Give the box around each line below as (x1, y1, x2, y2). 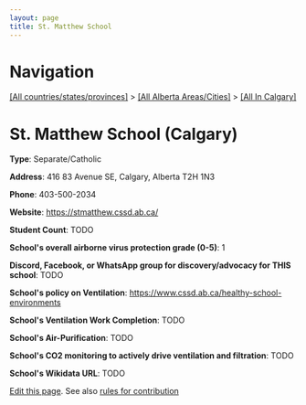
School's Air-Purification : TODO (9, 333, 134, 344)
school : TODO (9, 270, 64, 281)
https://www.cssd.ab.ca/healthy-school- (129, 287, 282, 298)
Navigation (9, 61, 94, 82)
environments (9, 297, 61, 308)
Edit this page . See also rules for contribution (9, 386, 180, 397)
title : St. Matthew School (9, 22, 112, 31)
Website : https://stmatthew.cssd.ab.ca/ (9, 207, 159, 218)
